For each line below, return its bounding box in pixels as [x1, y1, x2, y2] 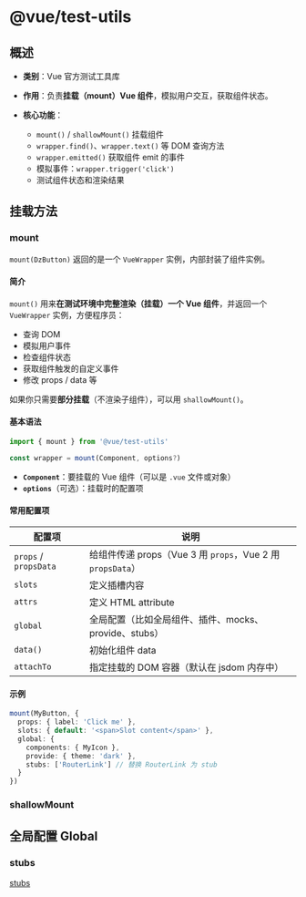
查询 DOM [22, 328, 61, 339]
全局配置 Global [9, 829, 98, 844]
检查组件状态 [22, 351, 71, 362]
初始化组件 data [89, 644, 157, 657]
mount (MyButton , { [9, 709, 79, 718]
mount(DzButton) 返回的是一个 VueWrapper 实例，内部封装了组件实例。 [9, 253, 270, 264]
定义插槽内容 [89, 579, 145, 592]
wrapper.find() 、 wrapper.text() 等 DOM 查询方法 [36, 140, 225, 151]
